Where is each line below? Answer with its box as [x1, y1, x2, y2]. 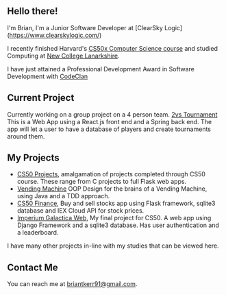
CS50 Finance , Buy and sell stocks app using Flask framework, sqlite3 [16, 199, 216, 208]
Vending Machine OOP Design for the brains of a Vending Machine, [16, 185, 208, 193]
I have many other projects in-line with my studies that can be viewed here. [7, 241, 219, 250]
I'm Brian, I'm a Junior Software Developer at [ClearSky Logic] [7, 23, 183, 32]
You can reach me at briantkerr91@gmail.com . [7, 280, 138, 288]
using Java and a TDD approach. [16, 192, 110, 200]
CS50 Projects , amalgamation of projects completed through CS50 [16, 170, 205, 178]
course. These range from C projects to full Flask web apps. [16, 178, 187, 186]
